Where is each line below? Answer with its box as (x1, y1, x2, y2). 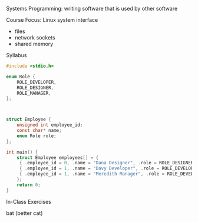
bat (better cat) (6, 209, 43, 217)
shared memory (14, 41, 54, 47)
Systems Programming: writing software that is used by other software (6, 5, 178, 12)
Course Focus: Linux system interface (6, 16, 98, 23)
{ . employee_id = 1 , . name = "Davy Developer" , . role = (19, 165, 160, 171)
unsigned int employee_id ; (16, 122, 83, 128)
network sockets (14, 34, 55, 41)
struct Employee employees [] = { (16, 154, 99, 161)
